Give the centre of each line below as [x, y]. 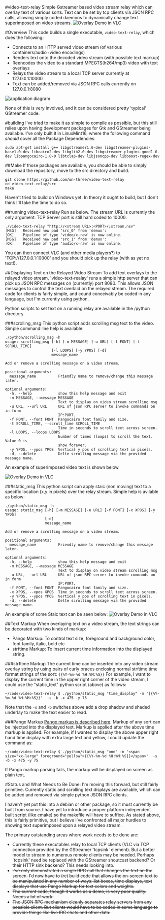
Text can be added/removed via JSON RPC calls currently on [74, 84]
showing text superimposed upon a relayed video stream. [64, 825]
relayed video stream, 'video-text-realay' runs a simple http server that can [81, 278]
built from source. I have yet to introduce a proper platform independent [78, 809]
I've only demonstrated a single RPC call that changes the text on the [82, 871]
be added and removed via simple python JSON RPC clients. [66, 795]
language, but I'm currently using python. [47, 299]
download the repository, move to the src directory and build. [67, 170]
